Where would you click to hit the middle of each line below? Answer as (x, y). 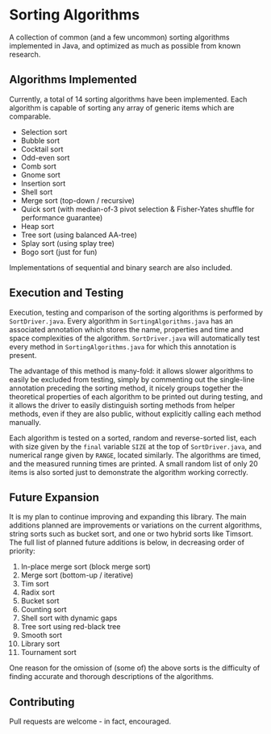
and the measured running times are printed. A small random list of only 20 (134, 463)
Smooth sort (42, 636)
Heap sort (38, 226)
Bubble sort (40, 140)
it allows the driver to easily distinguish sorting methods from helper (122, 405)
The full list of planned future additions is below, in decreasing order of (127, 543)
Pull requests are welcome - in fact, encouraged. (90, 721)
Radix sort (38, 592)
